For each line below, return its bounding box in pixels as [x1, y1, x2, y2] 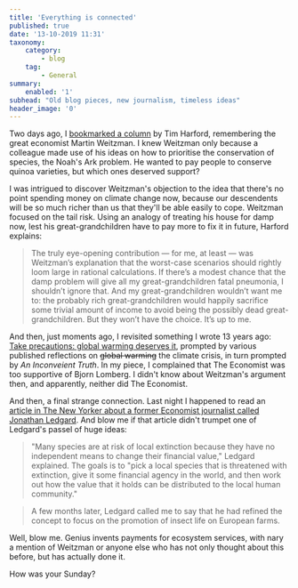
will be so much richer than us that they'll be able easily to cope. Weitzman [9, 202, 284, 213]
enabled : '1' [25, 87, 74, 96]
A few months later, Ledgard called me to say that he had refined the [30, 506, 283, 517]
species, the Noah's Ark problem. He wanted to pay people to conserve [9, 157, 272, 167]
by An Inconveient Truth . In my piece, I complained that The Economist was [9, 359, 286, 370]
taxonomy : [9, 37, 46, 47]
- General [41, 71, 77, 80]
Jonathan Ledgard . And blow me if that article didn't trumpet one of [9, 415, 257, 425]
